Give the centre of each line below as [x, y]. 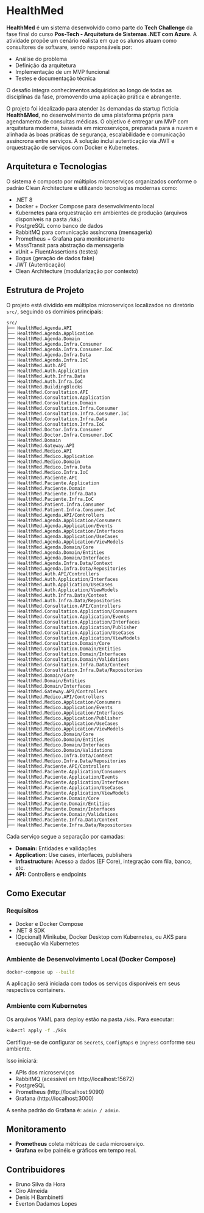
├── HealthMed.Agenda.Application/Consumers [64, 520]
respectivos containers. [36, 990]
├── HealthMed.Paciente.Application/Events [62, 777]
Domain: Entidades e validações [56, 848]
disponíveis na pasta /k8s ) [48, 219]
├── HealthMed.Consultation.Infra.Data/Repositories [75, 670]
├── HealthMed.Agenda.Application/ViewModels [65, 542]
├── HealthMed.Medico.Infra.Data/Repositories [66, 761]
